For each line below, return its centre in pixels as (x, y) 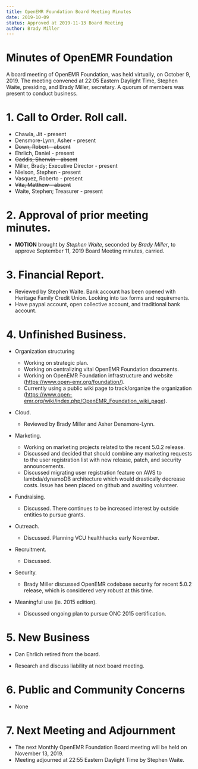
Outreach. (27, 526)
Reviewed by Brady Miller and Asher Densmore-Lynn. (89, 424)
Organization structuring (45, 351)
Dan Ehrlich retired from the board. (57, 654)
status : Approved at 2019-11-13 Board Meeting (65, 23)
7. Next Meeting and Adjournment (91, 730)
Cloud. (23, 412)
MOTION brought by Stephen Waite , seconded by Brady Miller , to (95, 245)
